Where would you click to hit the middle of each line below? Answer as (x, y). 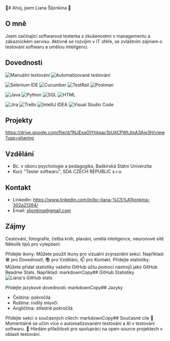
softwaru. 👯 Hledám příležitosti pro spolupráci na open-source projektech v (84, 329)
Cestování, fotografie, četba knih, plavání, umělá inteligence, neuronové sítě (84, 238)
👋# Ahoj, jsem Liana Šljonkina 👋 (38, 8)
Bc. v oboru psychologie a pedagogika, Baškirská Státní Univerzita (82, 166)
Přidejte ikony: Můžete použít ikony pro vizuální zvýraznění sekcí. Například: (85, 254)
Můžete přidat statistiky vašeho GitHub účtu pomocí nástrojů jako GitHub (81, 267)
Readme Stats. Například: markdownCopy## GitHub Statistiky (70, 272)
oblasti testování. (23, 334)
